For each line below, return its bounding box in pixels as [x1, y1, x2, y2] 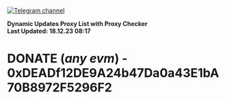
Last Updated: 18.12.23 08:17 [7, 27, 91, 35]
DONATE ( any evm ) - [7, 51, 128, 66]
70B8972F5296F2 [7, 80, 112, 96]
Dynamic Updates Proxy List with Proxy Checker [7, 20, 148, 27]
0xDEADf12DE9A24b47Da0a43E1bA [7, 66, 219, 81]
